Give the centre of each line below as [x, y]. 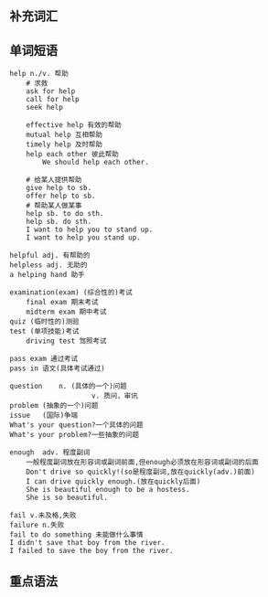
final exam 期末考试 [62, 303]
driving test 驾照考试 [66, 341]
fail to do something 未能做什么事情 [76, 535]
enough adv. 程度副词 [50, 453]
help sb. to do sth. [65, 214]
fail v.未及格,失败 [43, 516]
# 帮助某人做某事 [54, 206]
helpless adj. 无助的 [48, 265]
